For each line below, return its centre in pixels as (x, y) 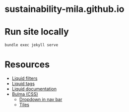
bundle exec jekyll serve (31, 45)
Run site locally (37, 32)
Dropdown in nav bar (41, 100)
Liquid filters (25, 78)
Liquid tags (23, 84)
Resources (27, 65)
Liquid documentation (34, 89)
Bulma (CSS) (25, 94)
